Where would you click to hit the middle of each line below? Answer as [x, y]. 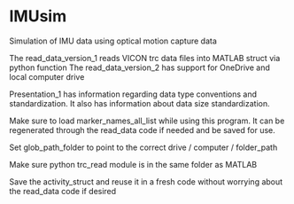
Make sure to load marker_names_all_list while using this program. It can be [147, 121]
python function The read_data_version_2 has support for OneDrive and [139, 67]
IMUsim [38, 16]
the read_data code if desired [63, 191]
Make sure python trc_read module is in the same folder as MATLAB [133, 164]
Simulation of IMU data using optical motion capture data [113, 41]
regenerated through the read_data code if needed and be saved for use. [143, 129]
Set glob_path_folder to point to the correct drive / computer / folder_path [143, 147]
